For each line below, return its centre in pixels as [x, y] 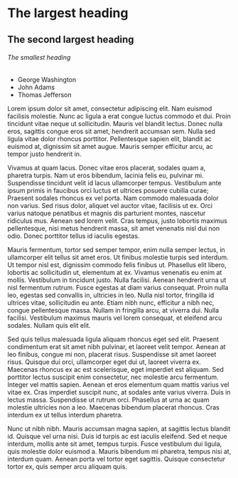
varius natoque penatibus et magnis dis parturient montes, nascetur [107, 213]
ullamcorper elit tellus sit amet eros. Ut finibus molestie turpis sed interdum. [118, 257]
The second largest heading [71, 40]
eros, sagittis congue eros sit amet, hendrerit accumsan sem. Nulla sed [111, 131]
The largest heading [68, 13]
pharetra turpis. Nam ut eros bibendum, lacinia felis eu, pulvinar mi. [106, 175]
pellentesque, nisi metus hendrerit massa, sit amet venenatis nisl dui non [114, 228]
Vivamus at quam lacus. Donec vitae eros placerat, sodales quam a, [107, 167]
